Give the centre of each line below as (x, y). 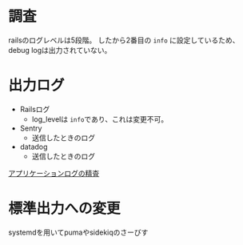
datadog (34, 147)
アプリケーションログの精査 (54, 173)
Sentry (31, 128)
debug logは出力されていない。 (60, 50)
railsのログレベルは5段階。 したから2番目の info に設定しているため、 (124, 40)
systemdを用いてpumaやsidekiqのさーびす (78, 232)
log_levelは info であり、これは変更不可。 (100, 119)
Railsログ (35, 109)
